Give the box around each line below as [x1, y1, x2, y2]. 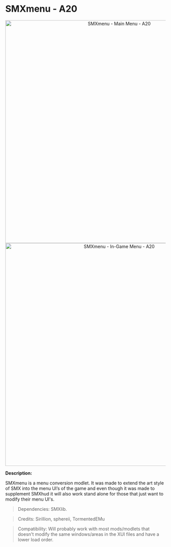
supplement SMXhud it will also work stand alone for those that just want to [5, 490, 164, 497]
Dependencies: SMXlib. [17, 506, 67, 512]
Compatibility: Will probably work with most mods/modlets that [17, 526, 150, 532]
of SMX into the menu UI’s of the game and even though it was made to [5, 485, 155, 491]
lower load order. [17, 536, 53, 542]
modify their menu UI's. [5, 496, 54, 502]
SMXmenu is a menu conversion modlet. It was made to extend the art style [5, 480, 164, 486]
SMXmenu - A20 [5, 3, 77, 15]
